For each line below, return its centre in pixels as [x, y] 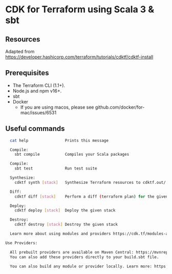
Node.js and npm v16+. [37, 91]
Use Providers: [21, 243]
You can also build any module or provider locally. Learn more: [81, 266]
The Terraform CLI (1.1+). [39, 85]
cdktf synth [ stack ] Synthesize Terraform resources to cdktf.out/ [90, 182]
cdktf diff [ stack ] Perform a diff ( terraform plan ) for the [84, 196]
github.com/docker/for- [120, 107]
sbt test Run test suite [56, 168]
